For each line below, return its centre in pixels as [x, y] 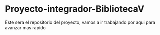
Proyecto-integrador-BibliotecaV [75, 9]
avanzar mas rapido [25, 27]
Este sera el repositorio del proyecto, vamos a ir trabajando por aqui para [80, 22]
